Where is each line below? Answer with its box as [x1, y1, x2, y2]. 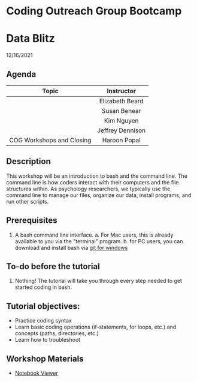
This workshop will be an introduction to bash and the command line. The [6, 172, 187, 180]
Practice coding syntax [14, 317, 72, 324]
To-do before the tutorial [6, 261, 100, 271]
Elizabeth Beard [99, 97, 144, 105]
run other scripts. [6, 198, 49, 205]
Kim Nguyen [104, 116, 139, 124]
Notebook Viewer [14, 369, 58, 377]
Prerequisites [6, 215, 57, 226]
